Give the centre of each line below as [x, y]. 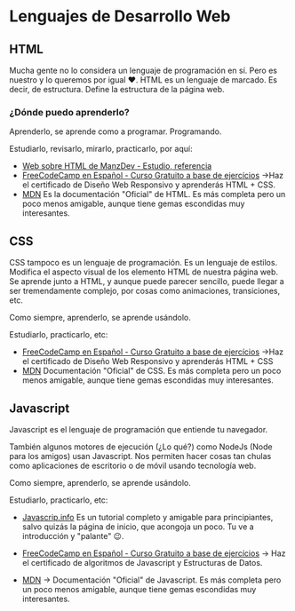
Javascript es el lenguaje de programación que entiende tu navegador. [139, 429]
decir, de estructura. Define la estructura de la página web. [117, 89]
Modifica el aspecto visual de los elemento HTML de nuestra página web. [144, 272]
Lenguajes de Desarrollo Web [120, 16]
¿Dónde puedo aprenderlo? [70, 112]
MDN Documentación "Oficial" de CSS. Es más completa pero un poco [151, 371]
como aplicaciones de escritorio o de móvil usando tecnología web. [133, 465]
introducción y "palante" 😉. [73, 536]
